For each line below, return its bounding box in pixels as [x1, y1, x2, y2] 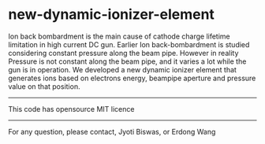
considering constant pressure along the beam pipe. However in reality [8, 48, 239, 57]
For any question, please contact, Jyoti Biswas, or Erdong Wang [8, 127, 216, 136]
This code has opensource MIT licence [8, 104, 135, 113]
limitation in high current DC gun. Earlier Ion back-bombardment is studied [8, 39, 250, 49]
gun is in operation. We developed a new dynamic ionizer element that [8, 65, 237, 74]
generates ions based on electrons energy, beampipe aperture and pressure [8, 73, 256, 83]
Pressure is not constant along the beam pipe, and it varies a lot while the [8, 57, 247, 66]
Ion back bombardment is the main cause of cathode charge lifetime [8, 31, 230, 41]
